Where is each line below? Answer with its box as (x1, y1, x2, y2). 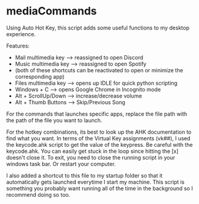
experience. (6, 30, 36, 37)
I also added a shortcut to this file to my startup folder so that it (6, 172, 163, 179)
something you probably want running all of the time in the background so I (6, 185, 193, 192)
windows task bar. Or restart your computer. (6, 160, 116, 167)
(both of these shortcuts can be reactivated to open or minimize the (14, 66, 183, 73)
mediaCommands (6, 4, 97, 18)
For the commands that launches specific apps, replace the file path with (6, 110, 188, 117)
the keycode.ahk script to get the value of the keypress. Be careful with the (6, 141, 193, 148)
